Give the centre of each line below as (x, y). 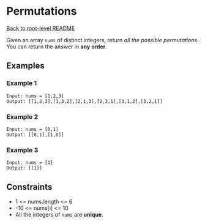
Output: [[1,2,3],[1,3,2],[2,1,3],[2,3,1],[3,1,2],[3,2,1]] (85, 101)
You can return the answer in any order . (57, 47)
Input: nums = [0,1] (33, 129)
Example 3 (22, 150)
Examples (25, 66)
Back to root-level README (41, 28)
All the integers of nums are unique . (59, 215)
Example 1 (22, 83)
